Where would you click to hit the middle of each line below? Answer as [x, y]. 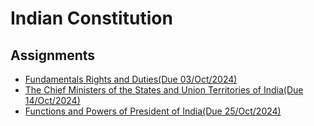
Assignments [53, 55]
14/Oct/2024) [52, 100]
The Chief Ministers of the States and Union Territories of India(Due [164, 90]
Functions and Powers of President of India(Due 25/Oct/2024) [153, 111]
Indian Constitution [91, 18]
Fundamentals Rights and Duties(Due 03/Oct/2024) [131, 79]
